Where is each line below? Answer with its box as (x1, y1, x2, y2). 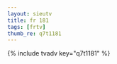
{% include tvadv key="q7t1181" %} (7, 49, 111, 58)
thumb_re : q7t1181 (7, 30, 62, 37)
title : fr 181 (7, 17, 50, 24)
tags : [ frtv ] (7, 23, 46, 30)
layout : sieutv (7, 10, 52, 18)
